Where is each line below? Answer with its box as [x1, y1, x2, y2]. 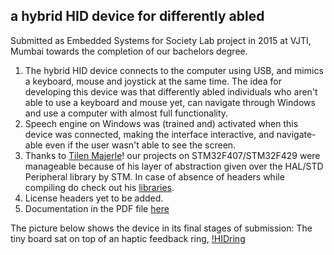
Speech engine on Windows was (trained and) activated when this [24, 117, 299, 129]
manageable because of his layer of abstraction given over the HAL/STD [24, 160, 324, 172]
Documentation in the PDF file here [24, 202, 170, 214]
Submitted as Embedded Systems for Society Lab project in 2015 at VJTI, [10, 34, 312, 46]
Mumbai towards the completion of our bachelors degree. [10, 45, 248, 57]
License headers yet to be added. [24, 192, 164, 204]
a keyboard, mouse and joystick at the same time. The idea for [24, 75, 282, 87]
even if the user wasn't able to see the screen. [44, 139, 237, 151]
